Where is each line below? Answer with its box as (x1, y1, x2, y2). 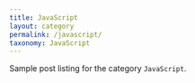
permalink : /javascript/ (9, 30, 102, 39)
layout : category (9, 22, 75, 31)
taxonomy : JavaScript (9, 38, 91, 48)
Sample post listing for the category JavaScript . (9, 63, 187, 74)
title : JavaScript (9, 13, 78, 23)
